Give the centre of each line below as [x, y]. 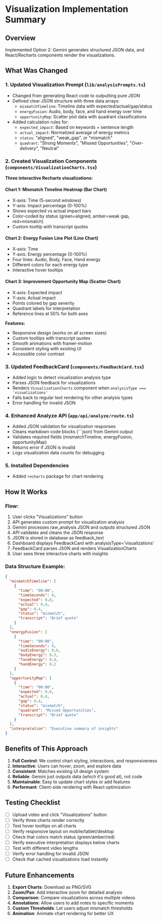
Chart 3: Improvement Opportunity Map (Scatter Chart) [63, 281]
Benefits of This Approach [46, 749]
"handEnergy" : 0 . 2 [37, 664]
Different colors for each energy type [50, 265]
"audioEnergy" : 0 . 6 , [39, 650]
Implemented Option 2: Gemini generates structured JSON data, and [75, 50]
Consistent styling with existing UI [47, 348]
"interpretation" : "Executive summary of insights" [64, 729]
